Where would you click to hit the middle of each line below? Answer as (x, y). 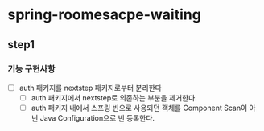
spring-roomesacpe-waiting (105, 15)
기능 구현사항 (31, 68)
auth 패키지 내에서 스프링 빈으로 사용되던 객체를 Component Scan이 (139, 108)
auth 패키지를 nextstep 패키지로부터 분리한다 (90, 88)
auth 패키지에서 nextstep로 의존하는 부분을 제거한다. (114, 97)
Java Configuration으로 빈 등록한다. (97, 118)
